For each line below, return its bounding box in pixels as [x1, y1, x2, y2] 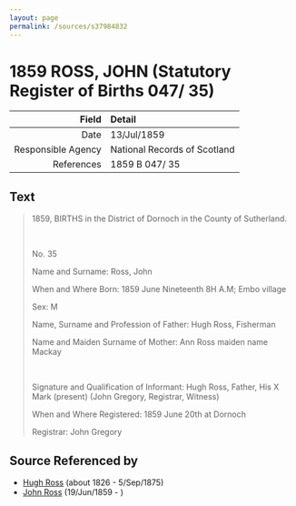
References [53, 158, 102, 171]
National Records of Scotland [110, 143, 235, 156]
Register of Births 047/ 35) [9, 80, 215, 101]
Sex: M [31, 301, 58, 312]
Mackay [31, 347, 62, 358]
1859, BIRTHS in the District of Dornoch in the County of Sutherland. [31, 213, 288, 224]
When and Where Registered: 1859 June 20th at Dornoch [31, 409, 247, 420]
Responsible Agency [14, 143, 102, 156]
